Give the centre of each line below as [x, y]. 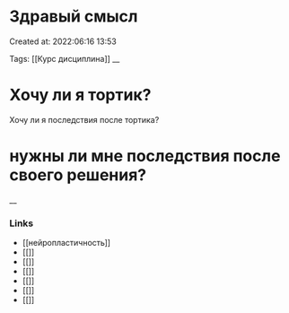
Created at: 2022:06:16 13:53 [63, 41]
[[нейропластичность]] [66, 243]
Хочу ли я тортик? [80, 95]
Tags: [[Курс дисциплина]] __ [65, 58]
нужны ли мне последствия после [145, 156]
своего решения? [78, 175]
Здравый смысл [74, 17]
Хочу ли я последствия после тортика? [84, 119]
